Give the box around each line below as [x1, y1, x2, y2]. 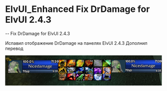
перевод [5, 45, 24, 51]
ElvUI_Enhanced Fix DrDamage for [5, 3, 150, 15]
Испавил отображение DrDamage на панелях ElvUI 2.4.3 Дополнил [5, 40, 148, 46]
